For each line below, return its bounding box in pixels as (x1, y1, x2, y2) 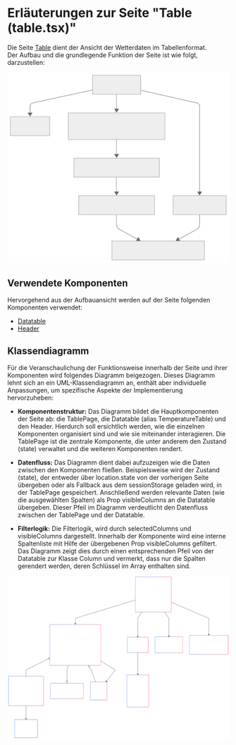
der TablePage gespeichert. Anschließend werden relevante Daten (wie (17, 488, 225, 497)
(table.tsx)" (7, 20, 77, 36)
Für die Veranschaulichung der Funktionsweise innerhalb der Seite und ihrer (7, 364, 228, 372)
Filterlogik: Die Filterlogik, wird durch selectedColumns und (17, 524, 192, 533)
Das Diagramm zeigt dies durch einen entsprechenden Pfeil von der (17, 547, 215, 555)
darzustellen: (7, 58, 45, 66)
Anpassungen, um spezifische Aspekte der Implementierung (7, 386, 183, 395)
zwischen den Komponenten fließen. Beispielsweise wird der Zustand (17, 466, 220, 474)
